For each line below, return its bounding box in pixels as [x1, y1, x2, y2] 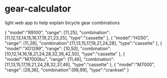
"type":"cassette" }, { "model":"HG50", [69, 35, 149, 41]
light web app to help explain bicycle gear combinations [5, 20, 120, 26]
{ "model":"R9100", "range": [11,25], [5, 29, 79, 35]
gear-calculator [5, 3, 71, 15]
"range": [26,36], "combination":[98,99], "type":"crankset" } [5, 66, 129, 73]
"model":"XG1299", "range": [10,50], [5, 45, 80, 51]
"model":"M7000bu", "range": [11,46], [5, 56, 83, 62]
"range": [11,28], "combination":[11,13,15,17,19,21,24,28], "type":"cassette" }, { [5, 40, 162, 46]
